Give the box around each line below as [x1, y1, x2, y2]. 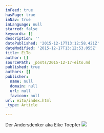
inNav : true [5, 17, 31, 22]
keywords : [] [5, 31, 33, 36]
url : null [10, 88, 31, 94]
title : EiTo [5, 50, 31, 55]
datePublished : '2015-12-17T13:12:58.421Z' [5, 41, 100, 46]
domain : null [10, 83, 38, 88]
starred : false [5, 27, 38, 32]
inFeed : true [5, 7, 33, 13]
